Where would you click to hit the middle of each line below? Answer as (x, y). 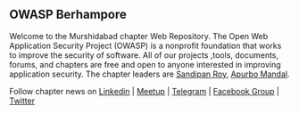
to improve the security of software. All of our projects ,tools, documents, (144, 55)
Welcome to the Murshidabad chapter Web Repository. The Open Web (139, 36)
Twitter (22, 101)
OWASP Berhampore (68, 15)
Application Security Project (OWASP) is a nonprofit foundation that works (145, 45)
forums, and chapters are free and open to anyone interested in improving (145, 64)
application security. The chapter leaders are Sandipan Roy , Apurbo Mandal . (149, 74)
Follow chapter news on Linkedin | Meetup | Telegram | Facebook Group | (144, 91)
